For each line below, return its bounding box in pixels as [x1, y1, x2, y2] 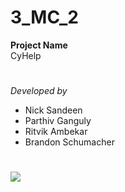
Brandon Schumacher [24, 136, 115, 148]
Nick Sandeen [24, 104, 83, 116]
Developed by [10, 85, 68, 97]
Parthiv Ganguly [24, 115, 92, 127]
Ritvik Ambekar [24, 126, 88, 138]
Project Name [10, 39, 68, 51]
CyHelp [10, 49, 42, 61]
